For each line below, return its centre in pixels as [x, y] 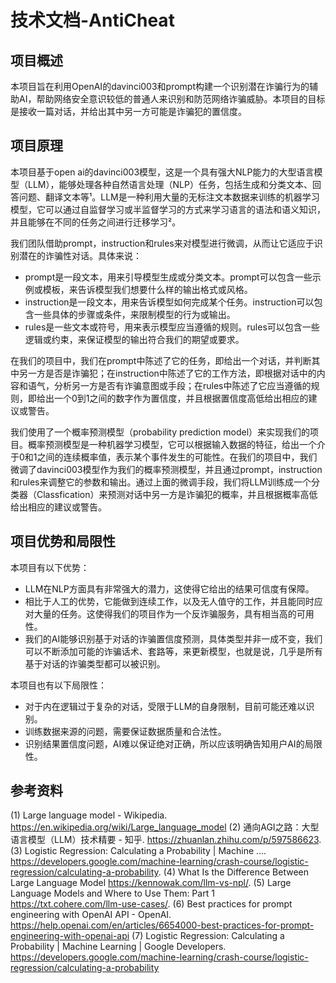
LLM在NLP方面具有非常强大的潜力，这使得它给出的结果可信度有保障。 [169, 588]
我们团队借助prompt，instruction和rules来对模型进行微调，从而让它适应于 [162, 243]
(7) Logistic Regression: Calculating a [208, 936]
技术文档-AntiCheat [92, 20]
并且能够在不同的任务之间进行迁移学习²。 [96, 222]
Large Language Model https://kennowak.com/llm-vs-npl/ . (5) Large [151, 883]
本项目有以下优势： [50, 567]
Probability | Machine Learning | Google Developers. [118, 947]
